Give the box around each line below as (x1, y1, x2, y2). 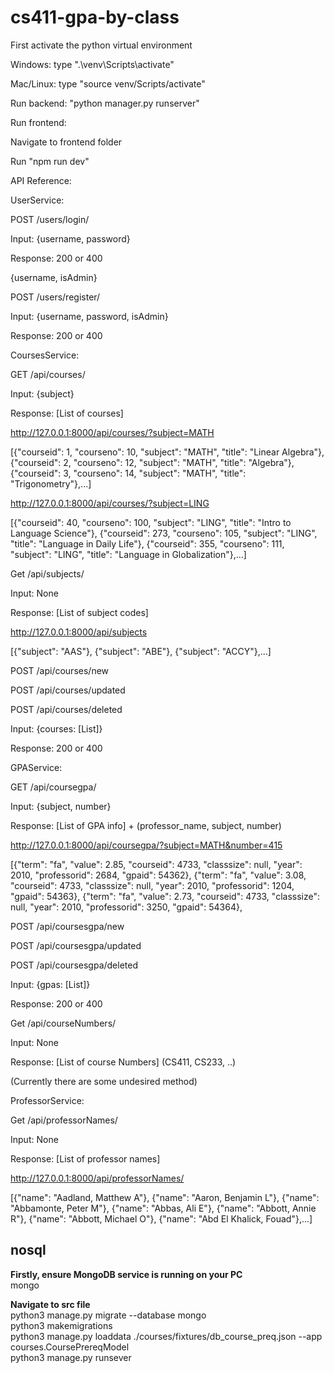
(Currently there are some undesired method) (10, 1075, 198, 1087)
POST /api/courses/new (10, 664, 110, 676)
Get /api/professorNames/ (10, 1114, 118, 1126)
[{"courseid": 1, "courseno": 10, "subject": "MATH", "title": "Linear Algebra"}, (10, 446, 325, 458)
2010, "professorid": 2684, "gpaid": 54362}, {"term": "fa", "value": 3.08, (10, 869, 307, 881)
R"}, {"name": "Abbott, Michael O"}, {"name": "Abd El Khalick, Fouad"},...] (10, 1212, 313, 1225)
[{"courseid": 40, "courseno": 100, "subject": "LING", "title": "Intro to (10, 516, 292, 528)
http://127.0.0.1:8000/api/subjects (10, 626, 148, 638)
